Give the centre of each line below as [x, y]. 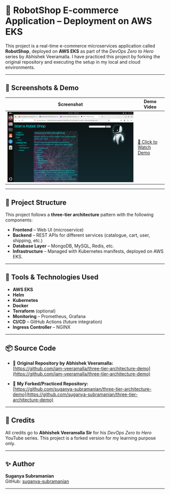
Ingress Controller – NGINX [41, 327]
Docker [20, 305]
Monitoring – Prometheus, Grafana [49, 316]
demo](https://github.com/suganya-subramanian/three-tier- [75, 394]
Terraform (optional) [34, 311]
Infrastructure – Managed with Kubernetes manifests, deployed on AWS [88, 251]
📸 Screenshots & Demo [42, 88]
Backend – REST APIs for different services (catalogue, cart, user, [81, 235]
